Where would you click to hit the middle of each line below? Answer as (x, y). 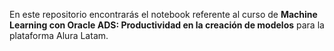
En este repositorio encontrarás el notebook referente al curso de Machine (163, 14)
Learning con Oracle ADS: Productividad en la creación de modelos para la (167, 25)
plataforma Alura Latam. (59, 35)
